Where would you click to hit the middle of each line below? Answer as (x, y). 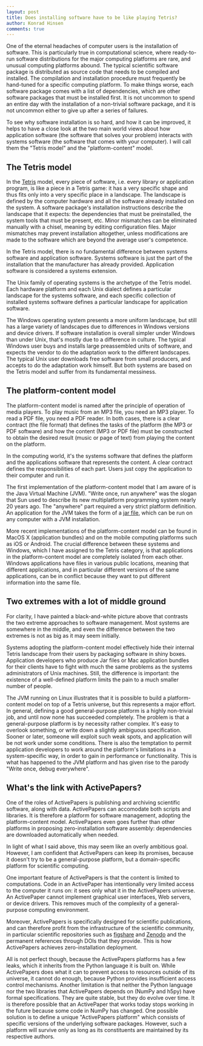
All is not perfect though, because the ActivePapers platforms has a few (96, 959)
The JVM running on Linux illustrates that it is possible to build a (86, 698)
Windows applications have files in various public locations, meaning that (98, 563)
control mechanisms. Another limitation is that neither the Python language (99, 985)
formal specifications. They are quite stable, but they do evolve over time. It (101, 997)
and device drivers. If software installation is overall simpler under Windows (101, 333)
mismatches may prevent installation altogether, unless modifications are (97, 234)
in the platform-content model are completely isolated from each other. (95, 556)
